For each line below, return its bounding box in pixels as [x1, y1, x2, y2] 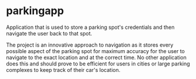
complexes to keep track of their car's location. [6, 66, 121, 73]
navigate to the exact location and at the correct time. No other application [6, 54, 187, 61]
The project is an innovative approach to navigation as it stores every [6, 41, 174, 48]
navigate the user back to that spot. [6, 29, 92, 37]
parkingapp [6, 4, 64, 18]
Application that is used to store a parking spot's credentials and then [6, 24, 175, 31]
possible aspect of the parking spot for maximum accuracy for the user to [6, 47, 185, 54]
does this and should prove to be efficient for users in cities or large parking [6, 60, 190, 67]
